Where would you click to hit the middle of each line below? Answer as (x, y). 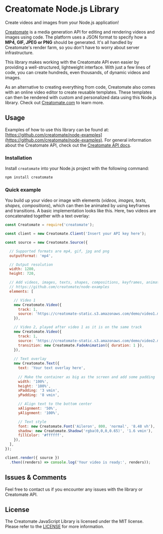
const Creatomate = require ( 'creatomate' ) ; (50, 225)
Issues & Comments (36, 478)
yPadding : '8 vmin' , (39, 395)
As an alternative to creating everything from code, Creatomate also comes (80, 87)
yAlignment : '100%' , (39, 413)
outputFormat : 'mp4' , (31, 256)
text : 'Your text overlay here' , (52, 368)
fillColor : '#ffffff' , (41, 435)
